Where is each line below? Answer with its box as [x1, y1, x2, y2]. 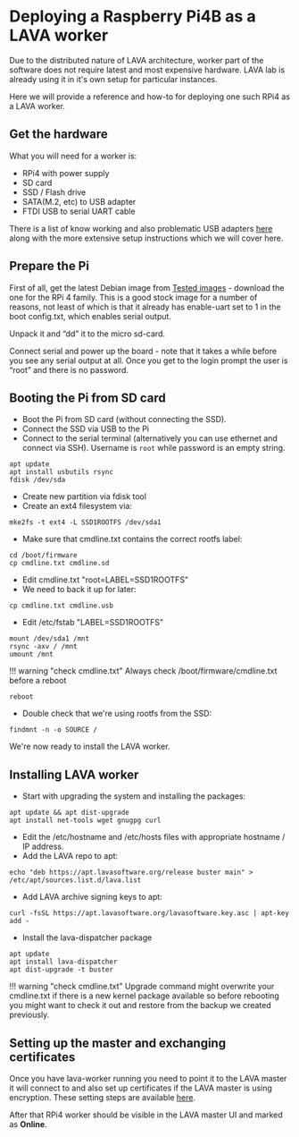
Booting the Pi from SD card [9, 390, 167, 405]
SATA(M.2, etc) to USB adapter [21, 196, 137, 207]
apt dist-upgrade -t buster [9, 965, 114, 974]
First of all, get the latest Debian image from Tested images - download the [9, 282, 285, 293]
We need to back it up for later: [21, 584, 137, 595]
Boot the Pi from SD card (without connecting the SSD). [21, 414, 227, 425]
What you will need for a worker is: [9, 150, 137, 161]
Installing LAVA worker [9, 767, 139, 782]
